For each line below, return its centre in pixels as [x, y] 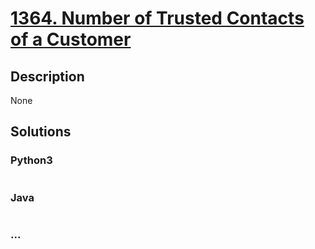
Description [47, 76]
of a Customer [71, 39]
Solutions [41, 132]
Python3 [31, 160]
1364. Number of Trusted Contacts [157, 18]
